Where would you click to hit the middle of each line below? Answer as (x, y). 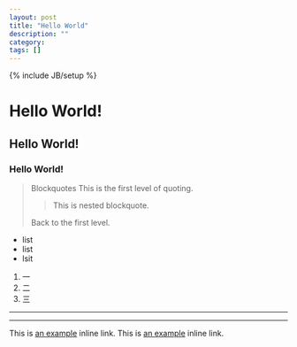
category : (27, 42)
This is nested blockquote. (101, 205)
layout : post (33, 17)
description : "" (39, 34)
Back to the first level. (70, 223)
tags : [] (25, 50)
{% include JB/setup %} (53, 75)
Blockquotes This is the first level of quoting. (112, 188)
